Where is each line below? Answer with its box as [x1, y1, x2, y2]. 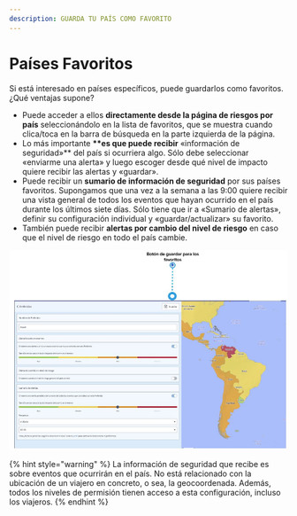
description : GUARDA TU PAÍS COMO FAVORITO [9, 14, 172, 23]
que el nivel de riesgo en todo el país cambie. [21, 231, 188, 243]
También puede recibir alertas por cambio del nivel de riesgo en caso [21, 223, 278, 233]
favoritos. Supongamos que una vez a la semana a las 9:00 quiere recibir [21, 184, 288, 195]
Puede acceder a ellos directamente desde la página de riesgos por [21, 109, 274, 120]
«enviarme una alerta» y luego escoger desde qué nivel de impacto [21, 156, 268, 168]
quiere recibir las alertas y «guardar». [21, 166, 159, 176]
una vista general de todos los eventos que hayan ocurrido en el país [21, 194, 274, 205]
